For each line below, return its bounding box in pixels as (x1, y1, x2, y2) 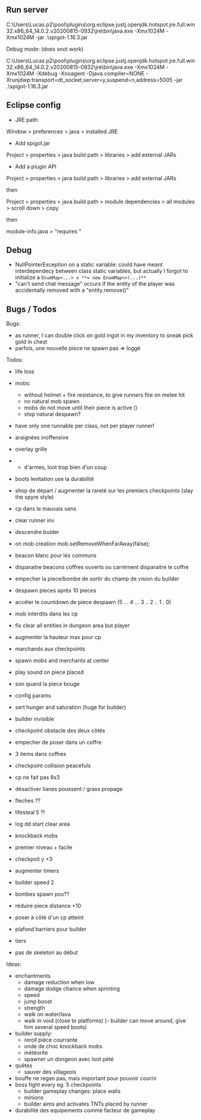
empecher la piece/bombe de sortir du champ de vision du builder (14, 575, 179, 582)
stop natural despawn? (23, 411, 81, 418)
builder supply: (14, 1030, 52, 1037)
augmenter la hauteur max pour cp (14, 634, 101, 641)
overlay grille (14, 445, 48, 453)
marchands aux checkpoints (14, 645, 85, 653)
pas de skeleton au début (14, 949, 78, 956)
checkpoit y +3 (14, 855, 53, 863)
